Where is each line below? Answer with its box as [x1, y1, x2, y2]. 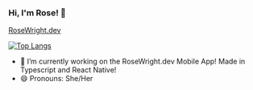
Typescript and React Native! [19, 65, 117, 75]
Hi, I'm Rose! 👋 [8, 7, 67, 18]
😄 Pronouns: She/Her [19, 74, 93, 84]
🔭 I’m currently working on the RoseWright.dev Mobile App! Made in [19, 56, 246, 67]
